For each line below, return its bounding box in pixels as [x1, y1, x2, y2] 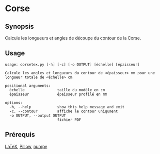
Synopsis [5, 22, 34, 31]
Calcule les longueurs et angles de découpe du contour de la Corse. [5, 35, 142, 41]
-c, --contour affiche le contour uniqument [9, 109, 118, 114]
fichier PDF [57, 117, 81, 122]
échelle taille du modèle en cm [9, 87, 105, 92]
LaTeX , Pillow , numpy [5, 143, 48, 149]
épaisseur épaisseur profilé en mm [9, 92, 108, 97]
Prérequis [5, 131, 35, 139]
